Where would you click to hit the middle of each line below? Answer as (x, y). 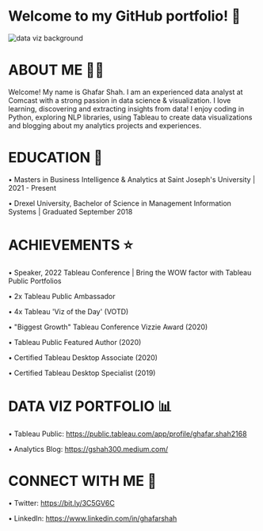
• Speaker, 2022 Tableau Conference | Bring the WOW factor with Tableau (130, 272)
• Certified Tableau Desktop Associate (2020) (83, 357)
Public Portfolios (35, 281)
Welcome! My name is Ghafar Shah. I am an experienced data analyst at (126, 92)
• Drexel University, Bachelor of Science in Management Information (120, 203)
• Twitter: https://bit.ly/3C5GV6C (61, 503)
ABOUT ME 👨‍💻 (56, 70)
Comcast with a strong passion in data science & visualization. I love (120, 100)
